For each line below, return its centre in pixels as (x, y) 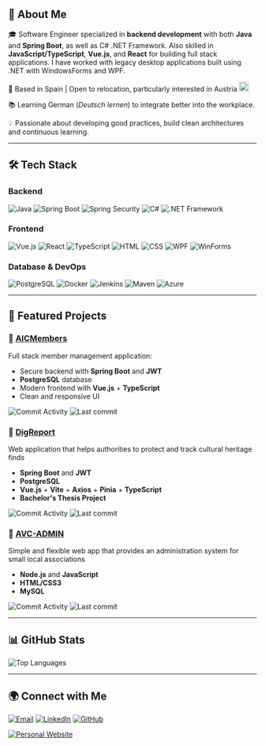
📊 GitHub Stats (47, 640)
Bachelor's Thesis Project (63, 498)
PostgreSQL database (56, 379)
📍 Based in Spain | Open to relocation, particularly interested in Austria (123, 88)
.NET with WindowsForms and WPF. (67, 70)
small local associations (47, 559)
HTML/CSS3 (40, 583)
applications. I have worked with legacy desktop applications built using (125, 62)
